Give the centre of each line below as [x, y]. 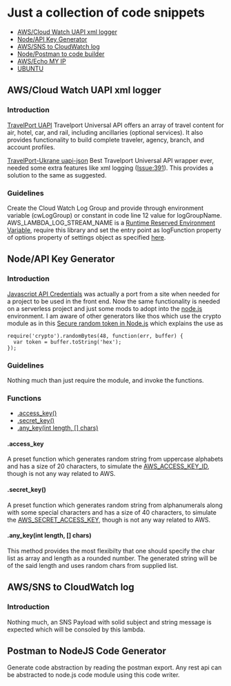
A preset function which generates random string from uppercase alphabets [115, 459]
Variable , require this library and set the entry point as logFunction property [114, 230]
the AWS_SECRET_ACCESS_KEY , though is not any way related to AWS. [109, 520]
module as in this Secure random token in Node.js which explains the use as [115, 323]
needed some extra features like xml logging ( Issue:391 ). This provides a [110, 168]
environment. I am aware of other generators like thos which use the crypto [114, 316]
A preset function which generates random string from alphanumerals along [115, 505]
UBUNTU [30, 68]
